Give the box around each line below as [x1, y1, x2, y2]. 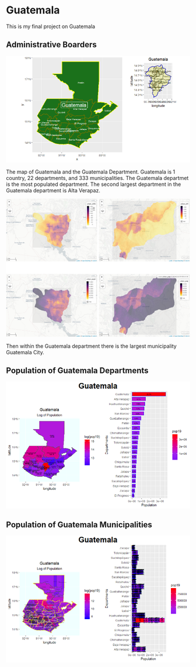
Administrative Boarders [6, 40, 97, 50]
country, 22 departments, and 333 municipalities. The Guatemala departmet [6, 174, 189, 181]
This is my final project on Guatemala [6, 23, 95, 30]
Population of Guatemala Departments [6, 366, 149, 376]
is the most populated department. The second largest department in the [6, 181, 181, 188]
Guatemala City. [6, 348, 45, 355]
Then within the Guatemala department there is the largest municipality [6, 343, 177, 350]
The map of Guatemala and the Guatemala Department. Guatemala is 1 [6, 168, 176, 175]
